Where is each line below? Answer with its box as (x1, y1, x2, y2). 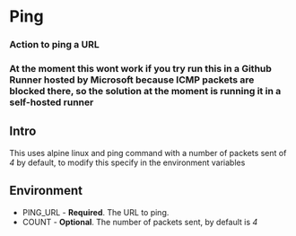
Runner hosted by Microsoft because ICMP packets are (9, 74, 255, 86)
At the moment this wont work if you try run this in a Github (9, 63, 272, 75)
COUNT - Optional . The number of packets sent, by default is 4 (22, 216, 258, 227)
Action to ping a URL (9, 39, 100, 51)
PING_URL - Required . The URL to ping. (22, 206, 170, 217)
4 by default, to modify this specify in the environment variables (9, 157, 246, 168)
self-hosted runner (9, 96, 94, 109)
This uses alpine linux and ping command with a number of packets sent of (9, 147, 287, 158)
